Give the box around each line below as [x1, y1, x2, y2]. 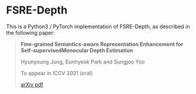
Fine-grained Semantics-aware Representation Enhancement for [20, 41, 184, 48]
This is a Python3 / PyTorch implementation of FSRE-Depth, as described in [6, 23, 190, 30]
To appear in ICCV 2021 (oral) [20, 69, 93, 76]
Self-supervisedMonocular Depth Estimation [20, 46, 133, 53]
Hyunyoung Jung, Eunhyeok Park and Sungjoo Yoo [20, 58, 145, 65]
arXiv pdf [20, 80, 44, 88]
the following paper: [6, 29, 55, 36]
